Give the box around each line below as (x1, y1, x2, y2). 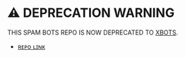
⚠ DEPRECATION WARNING (7, 5, 175, 21)
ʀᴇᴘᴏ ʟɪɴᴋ (17, 42, 46, 51)
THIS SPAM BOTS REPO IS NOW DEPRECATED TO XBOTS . (7, 28, 179, 37)
